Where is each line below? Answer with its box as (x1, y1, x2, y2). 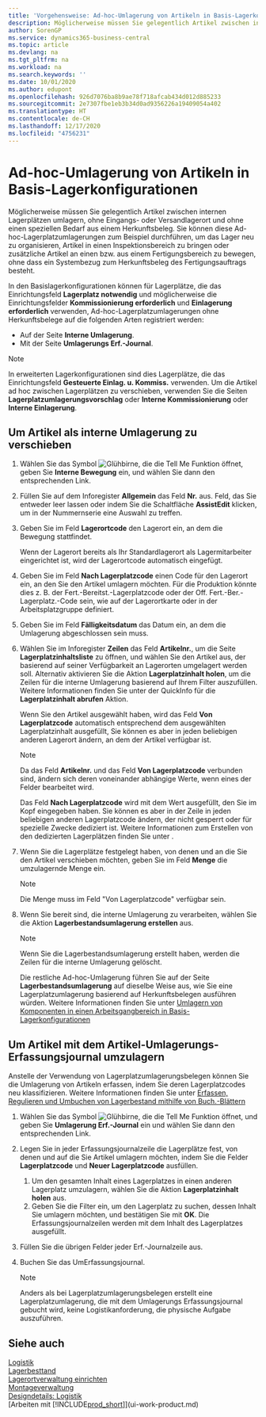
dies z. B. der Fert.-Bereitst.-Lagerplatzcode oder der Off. (19, 588, 208, 598)
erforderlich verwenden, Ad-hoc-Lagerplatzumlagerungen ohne (8, 306, 219, 315)
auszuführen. (19, 1313, 63, 1323)
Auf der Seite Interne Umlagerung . (19, 330, 135, 339)
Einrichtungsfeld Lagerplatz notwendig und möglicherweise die (8, 289, 218, 299)
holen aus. (31, 1194, 67, 1203)
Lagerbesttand (8, 1366, 57, 1375)
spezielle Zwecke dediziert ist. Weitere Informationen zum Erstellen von (19, 823, 253, 833)
